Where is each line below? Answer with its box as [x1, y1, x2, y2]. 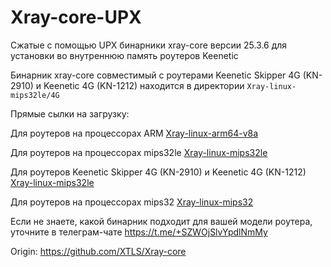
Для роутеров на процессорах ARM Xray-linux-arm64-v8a [10, 127, 259, 139]
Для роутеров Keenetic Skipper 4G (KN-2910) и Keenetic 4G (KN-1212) [10, 166, 307, 178]
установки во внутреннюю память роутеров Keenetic [10, 49, 239, 61]
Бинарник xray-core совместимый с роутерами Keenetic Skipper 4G [10, 69, 301, 81]
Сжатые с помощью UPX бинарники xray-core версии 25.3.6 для [10, 39, 288, 51]
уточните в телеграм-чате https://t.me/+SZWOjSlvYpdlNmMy [10, 226, 268, 238]
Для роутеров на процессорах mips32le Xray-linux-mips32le [10, 146, 268, 158]
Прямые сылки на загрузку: [10, 107, 130, 120]
